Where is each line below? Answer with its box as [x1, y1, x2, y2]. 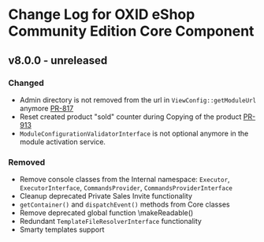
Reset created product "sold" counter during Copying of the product [19, 112, 242, 121]
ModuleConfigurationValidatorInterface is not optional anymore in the [19, 128, 249, 138]
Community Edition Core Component [8, 22, 255, 40]
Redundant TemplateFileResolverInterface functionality [19, 217, 203, 226]
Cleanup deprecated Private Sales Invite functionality [19, 192, 193, 201]
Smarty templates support [19, 225, 105, 234]
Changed [8, 77, 45, 88]
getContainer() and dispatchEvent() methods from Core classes [19, 199, 230, 210]
